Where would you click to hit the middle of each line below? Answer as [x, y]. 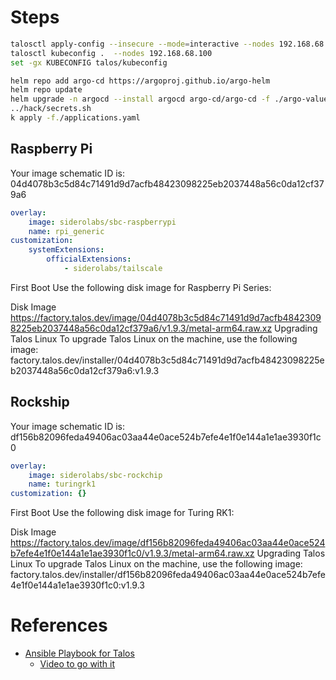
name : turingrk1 [62, 484]
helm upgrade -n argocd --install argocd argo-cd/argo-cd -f [140, 99]
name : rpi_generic [66, 231]
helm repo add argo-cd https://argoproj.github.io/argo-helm [140, 81]
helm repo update [46, 90]
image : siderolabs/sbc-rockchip [95, 475]
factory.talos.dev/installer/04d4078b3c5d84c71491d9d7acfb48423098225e [167, 360]
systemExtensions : [66, 250]
